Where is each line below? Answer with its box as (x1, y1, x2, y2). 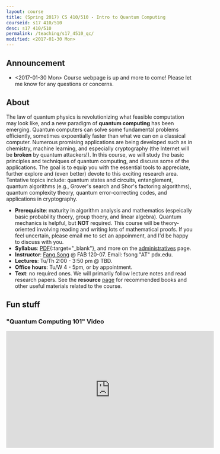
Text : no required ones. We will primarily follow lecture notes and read (14, 269, 187, 277)
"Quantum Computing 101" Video (6, 317, 104, 325)
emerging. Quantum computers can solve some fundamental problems (6, 126, 179, 133)
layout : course (6, 8, 44, 15)
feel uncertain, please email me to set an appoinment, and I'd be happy (14, 232, 189, 239)
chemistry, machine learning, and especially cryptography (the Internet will (6, 145, 190, 152)
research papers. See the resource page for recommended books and (14, 276, 187, 283)
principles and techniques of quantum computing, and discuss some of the (6, 157, 190, 164)
